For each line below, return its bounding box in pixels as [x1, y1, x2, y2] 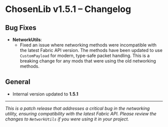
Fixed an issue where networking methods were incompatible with [19, 42, 156, 48]
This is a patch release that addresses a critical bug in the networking [5, 105, 150, 111]
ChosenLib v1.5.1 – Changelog [5, 3, 131, 15]
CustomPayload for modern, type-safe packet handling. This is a [19, 52, 150, 58]
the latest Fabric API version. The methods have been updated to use [19, 47, 162, 53]
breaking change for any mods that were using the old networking [19, 58, 156, 63]
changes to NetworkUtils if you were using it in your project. [5, 116, 129, 122]
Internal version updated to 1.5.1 [12, 91, 78, 97]
